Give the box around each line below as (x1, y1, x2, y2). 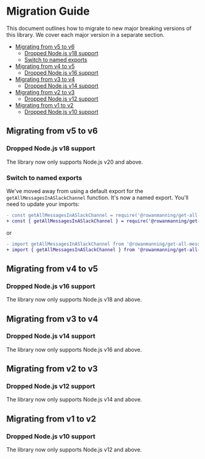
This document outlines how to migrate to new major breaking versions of (6, 25, 192, 32)
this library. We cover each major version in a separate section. (6, 31, 165, 38)
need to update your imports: (6, 200, 80, 208)
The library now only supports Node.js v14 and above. (6, 396, 142, 403)
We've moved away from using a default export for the (6, 187, 143, 194)
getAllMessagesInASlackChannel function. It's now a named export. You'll (6, 194, 189, 201)
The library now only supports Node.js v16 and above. (6, 346, 142, 353)
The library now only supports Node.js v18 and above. (6, 296, 142, 303)
